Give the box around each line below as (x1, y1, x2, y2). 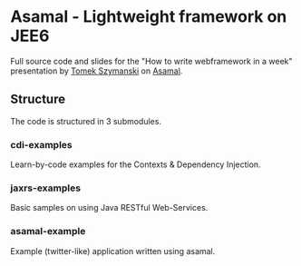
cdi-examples (10, 138, 73, 151)
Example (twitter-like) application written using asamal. (10, 245, 216, 256)
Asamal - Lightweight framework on (10, 6, 287, 27)
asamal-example (10, 225, 86, 238)
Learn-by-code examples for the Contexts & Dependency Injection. (10, 159, 261, 170)
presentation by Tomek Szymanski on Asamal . (10, 65, 183, 76)
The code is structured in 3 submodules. (10, 115, 162, 126)
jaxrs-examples (10, 182, 81, 194)
